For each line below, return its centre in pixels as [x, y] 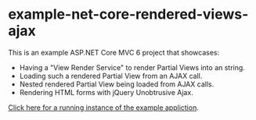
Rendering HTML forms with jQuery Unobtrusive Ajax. [106, 92]
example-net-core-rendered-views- [128, 14]
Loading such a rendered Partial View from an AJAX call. [111, 76]
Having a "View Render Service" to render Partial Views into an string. [132, 67]
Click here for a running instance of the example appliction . [104, 108]
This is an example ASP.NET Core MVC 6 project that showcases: [114, 52]
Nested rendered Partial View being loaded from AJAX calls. [117, 84]
